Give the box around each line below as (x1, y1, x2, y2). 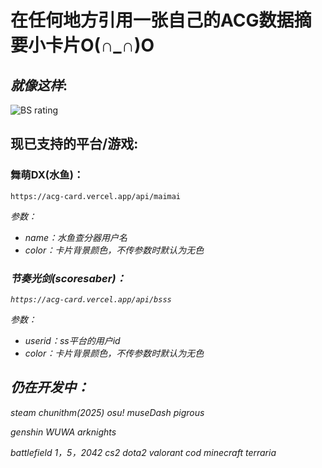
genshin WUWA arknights (10, 426, 117, 438)
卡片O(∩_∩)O (45, 34, 155, 57)
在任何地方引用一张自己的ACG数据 (10, 9, 295, 32)
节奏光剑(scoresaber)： (10, 271, 127, 285)
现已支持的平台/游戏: (10, 136, 139, 153)
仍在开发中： (10, 379, 90, 396)
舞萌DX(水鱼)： (10, 168, 85, 182)
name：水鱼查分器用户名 (24, 231, 128, 243)
